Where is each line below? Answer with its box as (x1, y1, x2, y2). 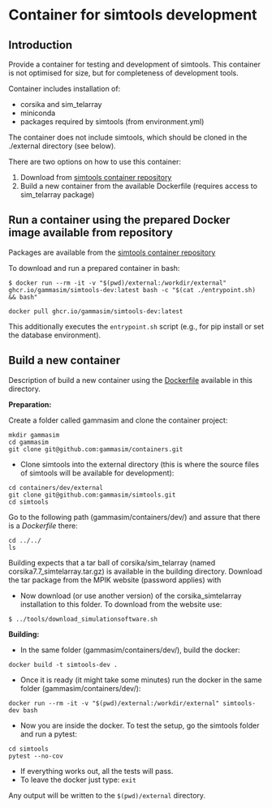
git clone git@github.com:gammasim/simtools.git (8, 491, 176, 499)
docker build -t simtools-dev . (8, 660, 118, 668)
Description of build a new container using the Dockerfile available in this (8, 375, 253, 385)
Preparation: (8, 399, 52, 409)
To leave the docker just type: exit (19, 775, 136, 784)
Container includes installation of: (8, 84, 121, 93)
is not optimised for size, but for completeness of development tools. (8, 68, 239, 78)
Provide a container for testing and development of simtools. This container (8, 59, 261, 69)
